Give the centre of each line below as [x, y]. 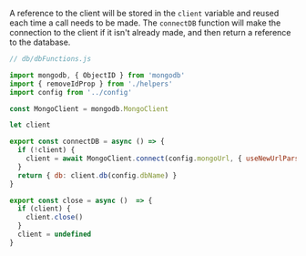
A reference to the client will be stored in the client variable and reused [144, 13]
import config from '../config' [71, 92]
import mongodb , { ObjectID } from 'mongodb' [97, 75]
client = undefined [55, 234]
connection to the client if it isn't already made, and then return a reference [150, 32]
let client [30, 125]
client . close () [55, 218]
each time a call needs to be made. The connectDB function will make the [145, 23]
